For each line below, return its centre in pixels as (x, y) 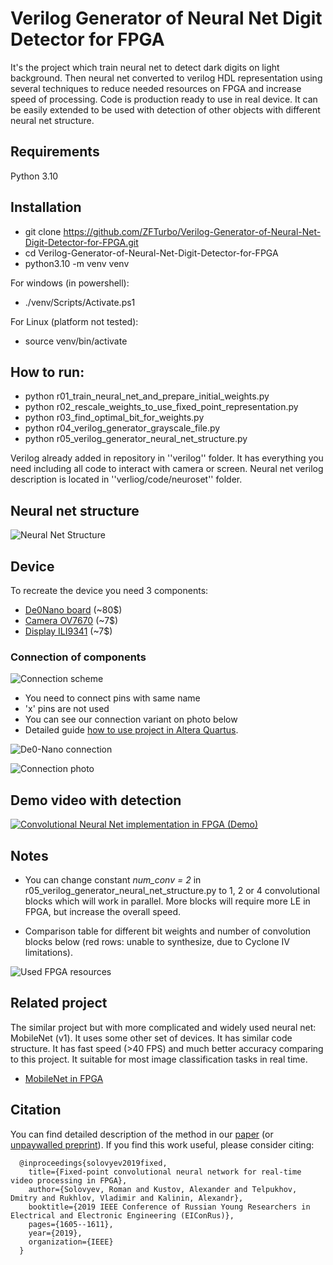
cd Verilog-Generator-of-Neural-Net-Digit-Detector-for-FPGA (151, 253)
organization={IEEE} (71, 1242)
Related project (59, 1003)
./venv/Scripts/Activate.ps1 (80, 302)
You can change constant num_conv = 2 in (113, 879)
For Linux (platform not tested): (74, 321)
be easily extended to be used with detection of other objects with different (165, 109)
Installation (46, 207)
